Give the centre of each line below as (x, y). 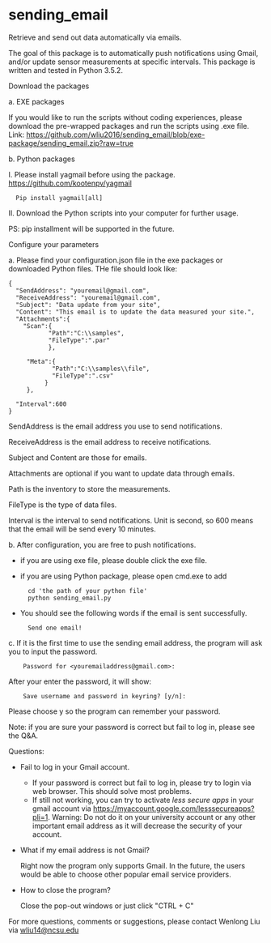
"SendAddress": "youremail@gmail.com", (83, 290)
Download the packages (49, 86)
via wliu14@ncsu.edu (44, 930)
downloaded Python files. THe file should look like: (93, 268)
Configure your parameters (54, 244)
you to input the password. (53, 651)
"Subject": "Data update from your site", (88, 305)
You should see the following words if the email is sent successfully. (133, 612)
